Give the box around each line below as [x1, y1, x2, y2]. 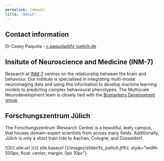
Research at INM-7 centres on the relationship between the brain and [5, 71, 147, 77]
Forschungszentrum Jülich [5, 111, 91, 120]
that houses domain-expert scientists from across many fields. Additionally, [5, 130, 160, 136]
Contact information [5, 30, 69, 39]
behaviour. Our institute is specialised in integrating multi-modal [5, 76, 135, 82]
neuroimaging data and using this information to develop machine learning [5, 81, 157, 87]
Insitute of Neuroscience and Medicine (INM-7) [5, 57, 154, 66]
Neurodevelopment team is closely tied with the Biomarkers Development [5, 92, 155, 98]
